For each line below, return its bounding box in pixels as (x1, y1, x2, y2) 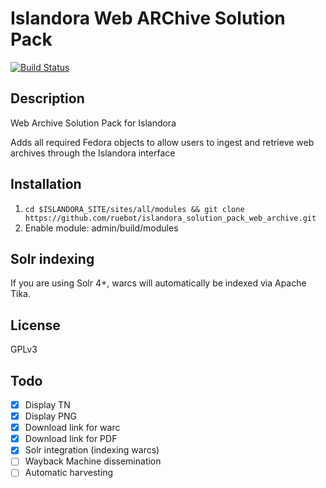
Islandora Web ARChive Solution (10, 7, 286, 30)
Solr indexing (10, 250, 95, 267)
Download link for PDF (24, 433, 118, 445)
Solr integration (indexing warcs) (24, 444, 160, 456)
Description (10, 90, 85, 107)
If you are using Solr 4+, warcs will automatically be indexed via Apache (10, 277, 307, 289)
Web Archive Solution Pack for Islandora (10, 117, 177, 129)
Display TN (24, 399, 71, 411)
